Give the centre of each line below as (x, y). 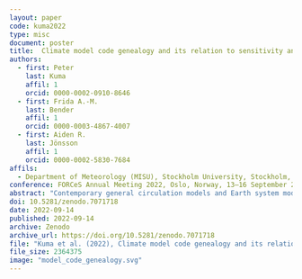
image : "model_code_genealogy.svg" (76, 261)
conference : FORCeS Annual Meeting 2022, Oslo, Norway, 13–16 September (148, 185)
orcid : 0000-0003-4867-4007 (78, 127)
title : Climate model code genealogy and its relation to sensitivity (146, 51)
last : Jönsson (52, 143)
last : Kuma (46, 76)
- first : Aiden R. (52, 135)
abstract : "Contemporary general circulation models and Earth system (144, 193)
